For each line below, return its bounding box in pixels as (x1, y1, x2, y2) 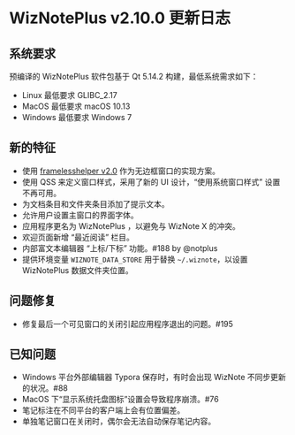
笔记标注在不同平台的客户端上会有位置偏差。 (21, 405, 185, 416)
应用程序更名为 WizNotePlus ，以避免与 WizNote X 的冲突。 (21, 220, 240, 231)
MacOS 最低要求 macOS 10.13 (21, 101, 131, 111)
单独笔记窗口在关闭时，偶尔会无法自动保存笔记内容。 (21, 416, 216, 427)
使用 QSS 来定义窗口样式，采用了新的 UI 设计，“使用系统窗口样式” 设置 (21, 176, 281, 187)
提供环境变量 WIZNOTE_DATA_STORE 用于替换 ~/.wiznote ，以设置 (21, 254, 249, 264)
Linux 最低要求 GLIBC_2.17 (21, 90, 117, 100)
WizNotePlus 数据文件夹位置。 (21, 264, 134, 275)
